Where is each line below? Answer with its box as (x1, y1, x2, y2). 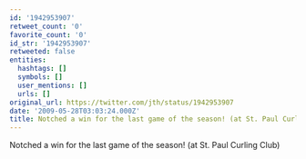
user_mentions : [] (17, 81, 88, 90)
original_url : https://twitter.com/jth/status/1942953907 (9, 97, 234, 107)
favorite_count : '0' (9, 30, 88, 39)
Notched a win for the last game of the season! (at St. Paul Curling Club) (9, 140, 280, 151)
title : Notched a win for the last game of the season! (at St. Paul (9, 114, 280, 124)
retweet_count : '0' (9, 22, 84, 31)
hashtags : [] (17, 65, 67, 74)
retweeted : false (9, 47, 76, 56)
